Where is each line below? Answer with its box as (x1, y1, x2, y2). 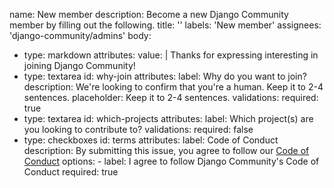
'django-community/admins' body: (9, 30, 152, 41)
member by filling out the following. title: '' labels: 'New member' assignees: (9, 19, 322, 31)
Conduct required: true (23, 166, 119, 178)
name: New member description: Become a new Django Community (9, 9, 289, 20)
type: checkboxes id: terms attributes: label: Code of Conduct (23, 134, 279, 146)
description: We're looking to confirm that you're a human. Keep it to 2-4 (23, 81, 324, 93)
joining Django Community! (23, 60, 136, 71)
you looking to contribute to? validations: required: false (23, 124, 254, 135)
